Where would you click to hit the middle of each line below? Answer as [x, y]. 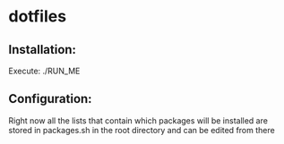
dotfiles [38, 17]
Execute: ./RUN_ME [44, 71]
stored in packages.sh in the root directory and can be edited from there [142, 130]
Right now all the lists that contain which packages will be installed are [138, 120]
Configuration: [50, 99]
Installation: [43, 50]
